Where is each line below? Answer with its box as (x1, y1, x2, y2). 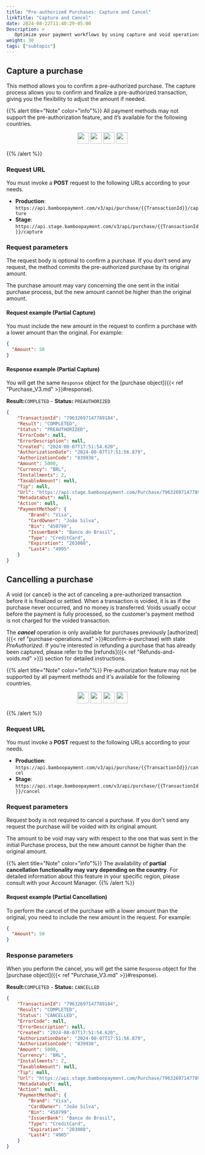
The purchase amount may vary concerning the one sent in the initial (6, 282, 179, 289)
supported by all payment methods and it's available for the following (6, 673, 180, 680)
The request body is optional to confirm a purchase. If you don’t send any (6, 257, 192, 264)
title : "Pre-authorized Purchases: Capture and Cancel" (6, 9, 151, 15)
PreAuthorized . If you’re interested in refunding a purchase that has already (6, 642, 196, 649)
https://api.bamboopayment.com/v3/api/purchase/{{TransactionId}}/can (15, 765, 199, 771)
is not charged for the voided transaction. (6, 616, 111, 624)
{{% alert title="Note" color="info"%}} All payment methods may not (6, 107, 179, 114)
